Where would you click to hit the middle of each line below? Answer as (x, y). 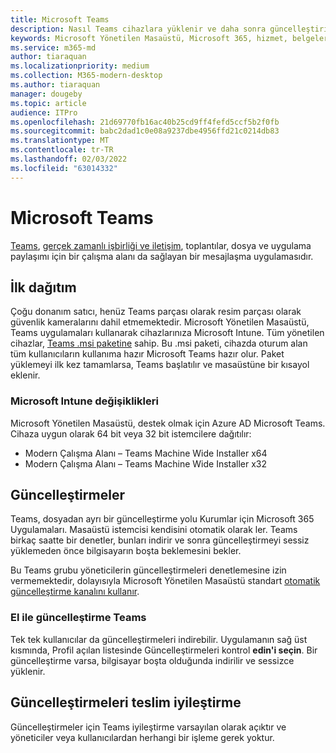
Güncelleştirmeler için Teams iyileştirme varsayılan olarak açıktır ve (148, 727)
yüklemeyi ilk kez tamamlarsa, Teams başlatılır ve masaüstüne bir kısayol (160, 365)
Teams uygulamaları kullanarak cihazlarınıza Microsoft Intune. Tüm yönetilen (167, 333)
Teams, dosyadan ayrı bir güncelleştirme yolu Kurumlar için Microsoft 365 (162, 519)
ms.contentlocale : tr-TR (62, 150)
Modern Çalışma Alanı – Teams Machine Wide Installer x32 (146, 463)
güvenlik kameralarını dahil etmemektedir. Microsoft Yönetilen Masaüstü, (160, 322)
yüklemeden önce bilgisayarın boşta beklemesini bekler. (126, 551)
